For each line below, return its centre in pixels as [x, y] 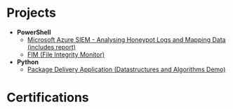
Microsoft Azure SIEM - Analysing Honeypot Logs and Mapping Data [126, 39]
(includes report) [52, 47]
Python [28, 61]
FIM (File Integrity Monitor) [66, 54]
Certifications [48, 97]
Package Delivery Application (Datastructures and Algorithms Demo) [126, 69]
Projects [32, 13]
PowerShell [34, 32]
